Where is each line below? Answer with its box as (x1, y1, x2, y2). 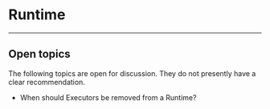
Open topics (8, 47, 71, 61)
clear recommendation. (8, 77, 86, 87)
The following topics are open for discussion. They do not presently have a (8, 68, 256, 78)
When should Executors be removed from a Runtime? (19, 92, 197, 102)
